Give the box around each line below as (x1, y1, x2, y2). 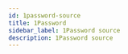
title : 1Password (8, 19, 67, 27)
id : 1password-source (8, 11, 81, 20)
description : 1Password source (8, 33, 114, 42)
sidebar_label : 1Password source (8, 26, 121, 34)
